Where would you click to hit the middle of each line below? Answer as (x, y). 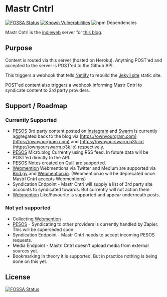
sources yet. (25, 250)
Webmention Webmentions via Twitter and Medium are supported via (84, 168)
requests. (22, 240)
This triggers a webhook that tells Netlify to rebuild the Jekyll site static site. (83, 75)
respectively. (91, 147)
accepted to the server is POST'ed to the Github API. (60, 65)
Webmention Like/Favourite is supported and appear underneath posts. (86, 195)
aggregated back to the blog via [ (47, 136)
